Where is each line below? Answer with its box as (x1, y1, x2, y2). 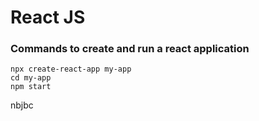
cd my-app (10, 73, 52, 83)
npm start (10, 82, 52, 92)
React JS (10, 6, 86, 29)
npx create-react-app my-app (10, 64, 132, 75)
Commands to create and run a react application (10, 42, 250, 56)
